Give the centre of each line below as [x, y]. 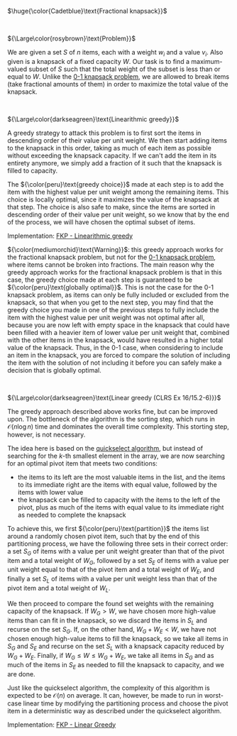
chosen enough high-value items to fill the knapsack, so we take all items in [118, 639]
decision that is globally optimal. [54, 370]
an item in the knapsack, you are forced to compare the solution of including [119, 355]
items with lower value [50, 492]
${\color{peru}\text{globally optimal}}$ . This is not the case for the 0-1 [111, 287]
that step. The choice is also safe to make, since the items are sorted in [111, 207]
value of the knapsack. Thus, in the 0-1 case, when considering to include [115, 347]
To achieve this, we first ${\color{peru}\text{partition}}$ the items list [108, 528]
